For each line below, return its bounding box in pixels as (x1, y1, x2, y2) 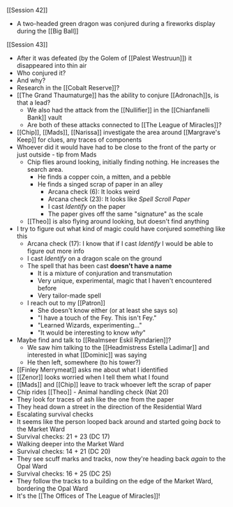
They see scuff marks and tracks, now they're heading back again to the (16, 455, 226, 463)
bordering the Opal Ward (16, 485, 89, 492)
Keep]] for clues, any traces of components (16, 135, 142, 144)
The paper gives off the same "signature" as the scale (47, 210, 204, 218)
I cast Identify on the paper (47, 203, 126, 210)
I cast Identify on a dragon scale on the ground (27, 254, 162, 263)
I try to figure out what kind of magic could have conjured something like (16, 225, 226, 233)
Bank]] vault (27, 113, 62, 122)
